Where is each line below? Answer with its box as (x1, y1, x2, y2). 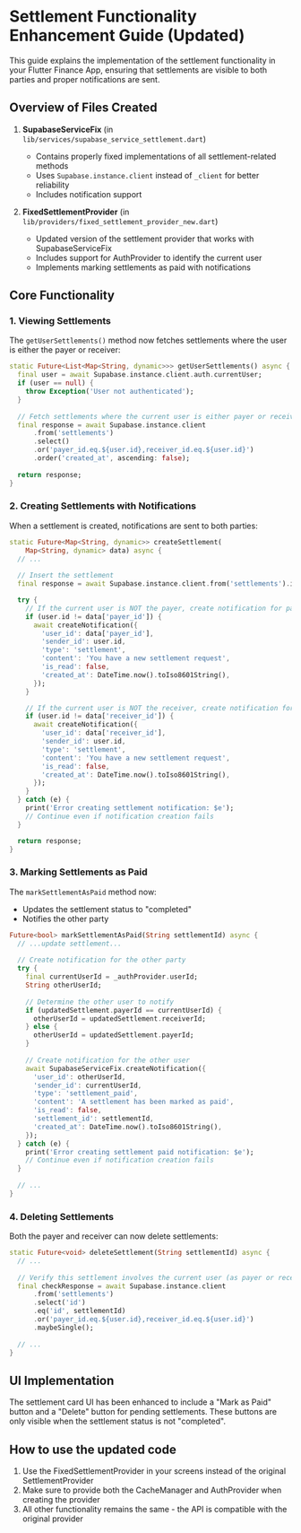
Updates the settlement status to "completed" (21, 903, 193, 914)
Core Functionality (9, 288, 115, 303)
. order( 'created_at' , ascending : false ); (32, 454, 191, 463)
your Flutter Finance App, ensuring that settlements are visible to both (9, 65, 268, 75)
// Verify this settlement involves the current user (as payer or (17, 1273, 275, 1282)
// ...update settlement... (17, 939, 123, 948)
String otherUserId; (25, 980, 102, 990)
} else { (25, 1023, 58, 1032)
